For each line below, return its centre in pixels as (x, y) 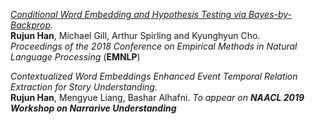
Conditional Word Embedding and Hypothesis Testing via (128, 14)
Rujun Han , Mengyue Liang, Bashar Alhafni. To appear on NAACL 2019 (157, 97)
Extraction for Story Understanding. (84, 87)
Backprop (31, 25)
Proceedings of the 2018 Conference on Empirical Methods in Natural (154, 46)
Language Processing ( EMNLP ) (75, 57)
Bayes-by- (270, 14)
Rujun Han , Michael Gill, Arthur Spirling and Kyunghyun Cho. (135, 35)
